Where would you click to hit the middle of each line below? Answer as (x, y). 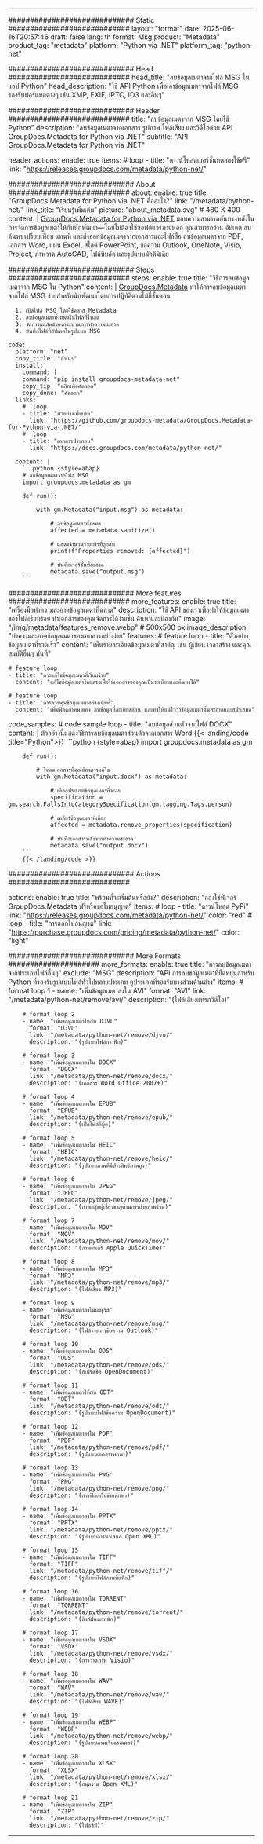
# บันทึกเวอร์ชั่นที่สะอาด (77, 565)
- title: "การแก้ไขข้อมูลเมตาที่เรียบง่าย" (59, 675)
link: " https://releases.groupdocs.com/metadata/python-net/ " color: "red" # (130, 915)
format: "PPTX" (54, 1523)
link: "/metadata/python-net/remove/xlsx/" (101, 1777)
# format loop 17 (50, 1633)
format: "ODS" (52, 1358)
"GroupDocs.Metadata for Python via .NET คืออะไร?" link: (98, 201)
